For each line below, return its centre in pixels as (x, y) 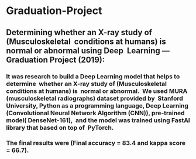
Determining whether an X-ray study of (79, 32)
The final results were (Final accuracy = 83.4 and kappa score (96, 143)
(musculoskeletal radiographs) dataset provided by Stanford (94, 98)
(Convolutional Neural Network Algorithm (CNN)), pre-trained (96, 113)
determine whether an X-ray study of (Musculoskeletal (87, 84)
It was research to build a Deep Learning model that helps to (93, 76)
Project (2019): (77, 60)
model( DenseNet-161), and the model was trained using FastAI (98, 120)
